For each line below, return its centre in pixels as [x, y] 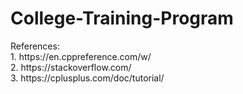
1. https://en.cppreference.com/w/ [81, 56]
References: [35, 46]
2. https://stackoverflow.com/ [71, 67]
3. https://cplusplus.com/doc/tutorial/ [87, 78]
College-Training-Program [122, 18]
